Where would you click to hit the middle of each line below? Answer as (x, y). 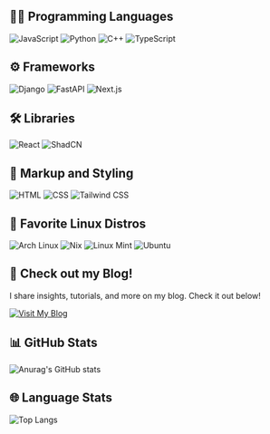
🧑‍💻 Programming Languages (92, 17)
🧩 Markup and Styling (72, 173)
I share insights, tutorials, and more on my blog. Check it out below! (135, 295)
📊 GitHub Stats (53, 343)
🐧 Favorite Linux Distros (78, 223)
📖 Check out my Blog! (71, 274)
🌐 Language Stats (61, 398)
